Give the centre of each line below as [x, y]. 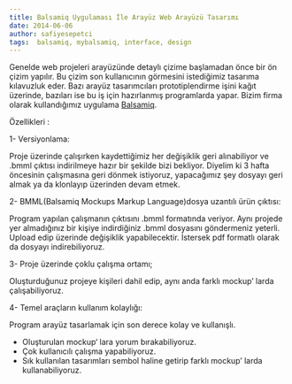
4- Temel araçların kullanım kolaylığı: [76, 308]
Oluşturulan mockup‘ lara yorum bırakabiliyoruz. [109, 342]
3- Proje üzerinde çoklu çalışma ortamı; [81, 264]
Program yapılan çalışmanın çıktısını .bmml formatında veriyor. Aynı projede [146, 219]
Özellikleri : [30, 122]
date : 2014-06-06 [41, 26]
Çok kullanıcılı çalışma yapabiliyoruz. [89, 351]
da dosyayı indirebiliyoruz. [57, 247]
